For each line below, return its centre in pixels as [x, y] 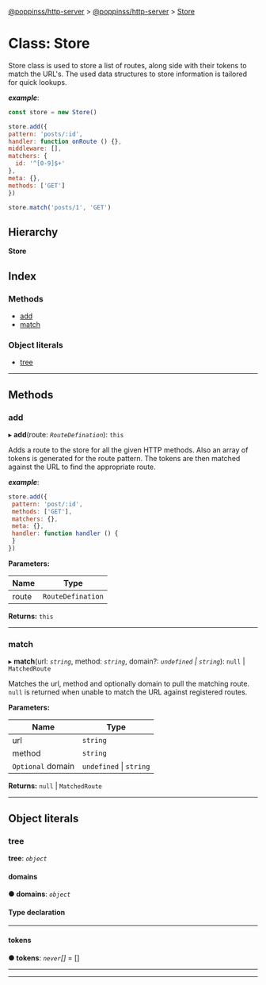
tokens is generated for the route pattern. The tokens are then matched [124, 458]
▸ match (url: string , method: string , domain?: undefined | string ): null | [127, 661]
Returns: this [31, 616]
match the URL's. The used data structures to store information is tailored [128, 74]
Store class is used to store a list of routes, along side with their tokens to [127, 65]
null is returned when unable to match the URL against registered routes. [128, 692]
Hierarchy [33, 232]
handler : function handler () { [65, 534]
